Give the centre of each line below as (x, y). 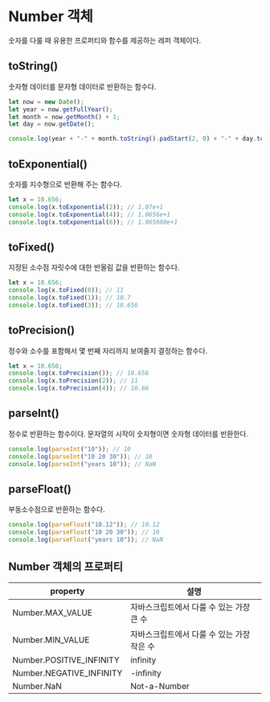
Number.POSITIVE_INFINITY (66, 659)
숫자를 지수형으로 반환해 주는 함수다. (65, 184)
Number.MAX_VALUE (52, 613)
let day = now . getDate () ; (51, 124)
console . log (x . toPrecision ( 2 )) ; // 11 (73, 381)
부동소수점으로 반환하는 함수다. (57, 510)
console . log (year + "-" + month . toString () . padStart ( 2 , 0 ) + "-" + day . (133, 139)
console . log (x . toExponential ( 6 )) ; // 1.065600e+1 (93, 222)
